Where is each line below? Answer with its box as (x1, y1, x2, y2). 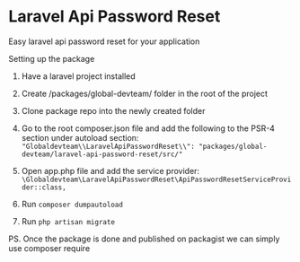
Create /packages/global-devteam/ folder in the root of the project (21, 88, 269, 99)
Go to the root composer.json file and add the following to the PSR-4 (21, 123, 276, 134)
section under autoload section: (21, 132, 139, 143)
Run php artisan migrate (21, 215, 116, 226)
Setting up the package (8, 53, 95, 64)
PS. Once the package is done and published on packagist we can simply (8, 233, 280, 244)
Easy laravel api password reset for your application (8, 36, 200, 47)
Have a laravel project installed (21, 70, 136, 82)
